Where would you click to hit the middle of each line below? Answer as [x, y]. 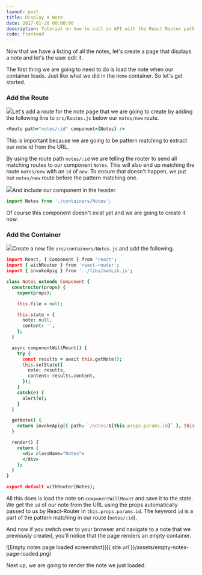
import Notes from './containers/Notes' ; [59, 201]
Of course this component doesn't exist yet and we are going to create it [96, 213]
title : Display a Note [35, 17]
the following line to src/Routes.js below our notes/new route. [83, 118]
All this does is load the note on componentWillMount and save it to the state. [100, 499]
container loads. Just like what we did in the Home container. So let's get [95, 76]
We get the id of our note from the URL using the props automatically [92, 505]
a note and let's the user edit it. [44, 58]
